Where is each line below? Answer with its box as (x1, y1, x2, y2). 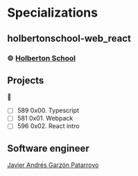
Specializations (7, 5, 98, 21)
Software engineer (7, 142, 89, 154)
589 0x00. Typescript (17, 106, 80, 115)
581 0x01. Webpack (17, 114, 74, 123)
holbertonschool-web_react (7, 33, 132, 44)
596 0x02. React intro (17, 122, 80, 130)
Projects (7, 74, 44, 86)
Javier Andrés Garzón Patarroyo (7, 161, 99, 169)
